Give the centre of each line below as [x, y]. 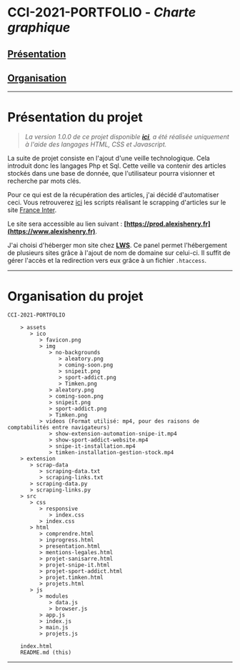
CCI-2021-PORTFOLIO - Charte [102, 12]
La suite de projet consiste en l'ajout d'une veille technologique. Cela [109, 159]
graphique [39, 27]
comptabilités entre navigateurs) [59, 428]
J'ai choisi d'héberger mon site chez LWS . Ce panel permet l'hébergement [117, 245]
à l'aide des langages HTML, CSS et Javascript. [96, 144]
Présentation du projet [75, 117]
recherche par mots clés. [44, 181]
